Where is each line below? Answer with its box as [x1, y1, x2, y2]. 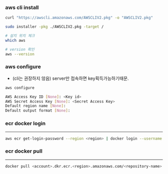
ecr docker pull [5, 148, 42, 155]
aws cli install [5, 4, 39, 11]
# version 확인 [5, 47, 35, 52]
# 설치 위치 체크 [5, 33, 35, 38]
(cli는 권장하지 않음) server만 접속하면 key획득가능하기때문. [12, 75, 129, 81]
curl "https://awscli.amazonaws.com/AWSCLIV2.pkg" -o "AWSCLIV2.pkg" [5, 15, 153, 20]
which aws [5, 38, 26, 43]
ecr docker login [5, 120, 46, 127]
